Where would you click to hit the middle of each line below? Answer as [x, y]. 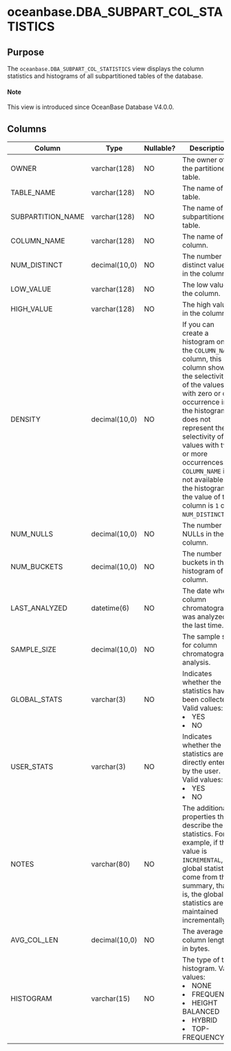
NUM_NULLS [32, 534]
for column [200, 645]
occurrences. [203, 463]
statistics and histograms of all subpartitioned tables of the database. [105, 76]
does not [196, 419]
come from [200, 877]
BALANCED [201, 1012]
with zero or [201, 394]
